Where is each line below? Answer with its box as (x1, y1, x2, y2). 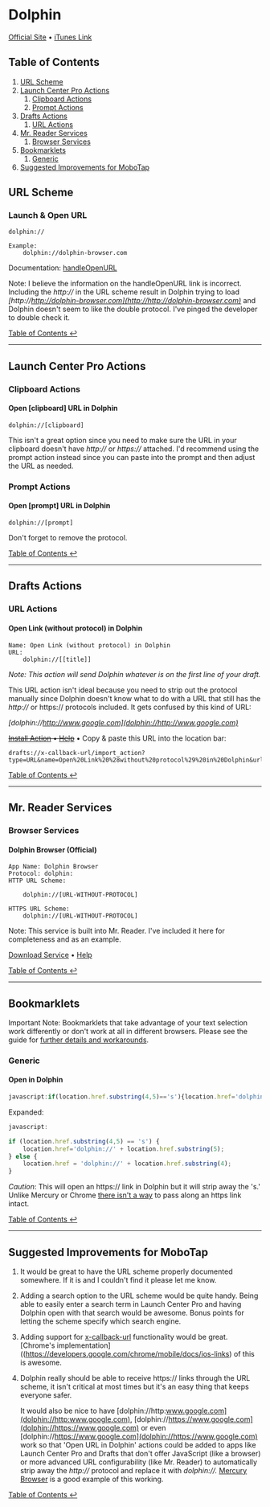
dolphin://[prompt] (8, 519, 74, 528)
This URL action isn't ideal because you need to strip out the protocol (8, 685, 238, 695)
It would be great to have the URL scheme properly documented (19, 1267, 233, 1276)
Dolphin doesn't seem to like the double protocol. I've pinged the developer (8, 304, 258, 314)
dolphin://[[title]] (22, 655, 92, 663)
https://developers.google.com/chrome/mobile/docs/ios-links (25, 1349, 230, 1358)
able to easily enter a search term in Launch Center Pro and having (19, 1299, 242, 1308)
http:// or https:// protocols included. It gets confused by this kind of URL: (8, 702, 252, 712)
